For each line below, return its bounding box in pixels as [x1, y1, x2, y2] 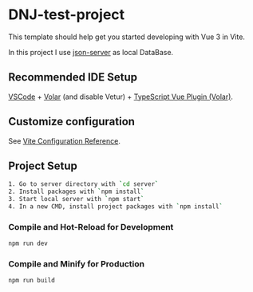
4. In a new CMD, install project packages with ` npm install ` [8, 203, 223, 211]
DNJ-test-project [8, 6, 125, 24]
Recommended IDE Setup [8, 70, 138, 85]
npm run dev [8, 239, 48, 248]
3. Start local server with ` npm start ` [8, 195, 145, 203]
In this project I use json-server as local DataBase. [8, 47, 174, 57]
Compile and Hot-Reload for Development [8, 221, 174, 232]
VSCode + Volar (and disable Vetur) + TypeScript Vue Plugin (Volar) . [8, 92, 234, 101]
